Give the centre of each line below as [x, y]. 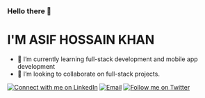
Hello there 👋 [30, 11]
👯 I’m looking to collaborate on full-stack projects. [88, 74]
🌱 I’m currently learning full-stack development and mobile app [107, 59]
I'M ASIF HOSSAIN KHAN [81, 40]
